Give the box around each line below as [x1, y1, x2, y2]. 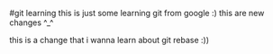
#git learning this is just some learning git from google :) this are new [9, 8, 265, 18]
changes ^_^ [9, 17, 54, 28]
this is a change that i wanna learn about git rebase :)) [9, 35, 210, 45]
